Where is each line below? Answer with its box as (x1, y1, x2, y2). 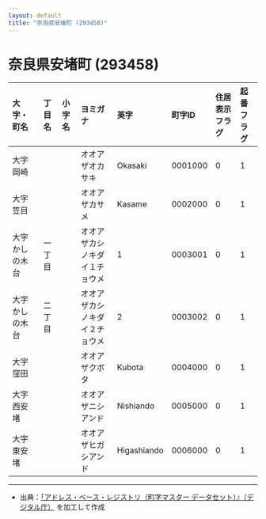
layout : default (8, 11, 62, 20)
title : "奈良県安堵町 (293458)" (8, 19, 108, 27)
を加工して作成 (56, 502, 105, 512)
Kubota (116, 362, 144, 373)
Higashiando (116, 445, 164, 456)
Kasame (116, 199, 148, 210)
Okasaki (116, 160, 147, 171)
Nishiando (116, 400, 155, 411)
